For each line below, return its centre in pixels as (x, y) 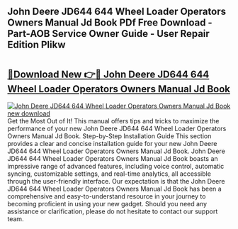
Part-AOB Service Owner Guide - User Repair (109, 34)
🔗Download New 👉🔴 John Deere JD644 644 (108, 74)
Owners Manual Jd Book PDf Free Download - (110, 23)
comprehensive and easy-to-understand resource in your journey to (107, 196)
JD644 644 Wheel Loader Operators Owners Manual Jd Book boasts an (113, 158)
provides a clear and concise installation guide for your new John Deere (112, 144)
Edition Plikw (36, 45)
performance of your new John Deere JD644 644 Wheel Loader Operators (117, 128)
